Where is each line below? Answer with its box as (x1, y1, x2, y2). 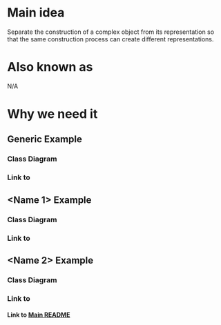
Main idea (7, 5, 65, 21)
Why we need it (7, 106, 98, 122)
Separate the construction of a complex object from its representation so (7, 28, 215, 36)
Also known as (7, 59, 93, 75)
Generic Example (7, 133, 83, 146)
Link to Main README (7, 311, 70, 319)
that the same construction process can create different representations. (7, 35, 214, 43)
